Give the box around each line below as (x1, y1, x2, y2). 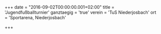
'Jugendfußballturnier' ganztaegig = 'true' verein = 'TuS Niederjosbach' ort (4, 9, 157, 15)
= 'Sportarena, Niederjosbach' (4, 15, 66, 20)
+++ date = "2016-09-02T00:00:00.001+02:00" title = (4, 4, 115, 10)
